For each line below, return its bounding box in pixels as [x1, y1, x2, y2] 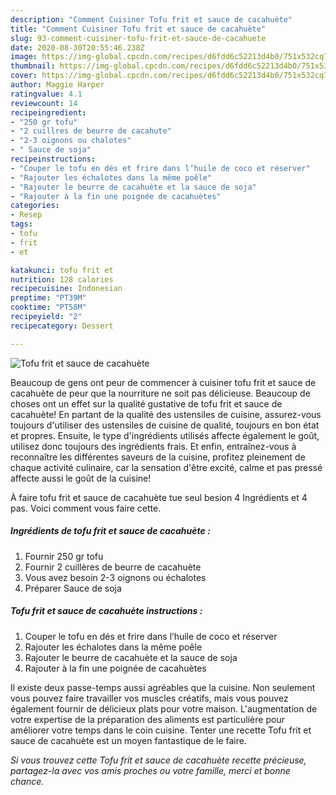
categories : [10, 201, 60, 211]
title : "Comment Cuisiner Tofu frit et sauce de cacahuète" [10, 24, 267, 34]
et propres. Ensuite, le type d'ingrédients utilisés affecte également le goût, [10, 429, 320, 441]
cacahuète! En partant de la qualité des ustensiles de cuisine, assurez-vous [10, 408, 322, 420]
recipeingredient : [10, 107, 87, 118]
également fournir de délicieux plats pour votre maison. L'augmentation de [10, 702, 318, 715]
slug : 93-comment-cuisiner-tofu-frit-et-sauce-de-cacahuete [10, 33, 267, 43]
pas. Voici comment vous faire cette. [10, 502, 162, 514]
